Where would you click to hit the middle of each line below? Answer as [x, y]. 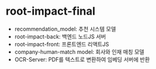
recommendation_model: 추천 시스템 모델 [65, 29]
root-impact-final [51, 11]
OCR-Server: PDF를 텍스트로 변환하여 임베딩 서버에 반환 [82, 59]
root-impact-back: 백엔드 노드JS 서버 [60, 36]
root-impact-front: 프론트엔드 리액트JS [62, 44]
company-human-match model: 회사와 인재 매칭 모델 [79, 52]
